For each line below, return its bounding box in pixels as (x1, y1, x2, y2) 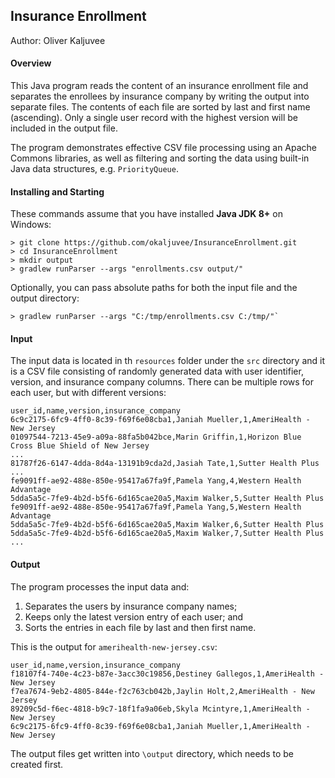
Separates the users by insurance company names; (24, 600, 238, 612)
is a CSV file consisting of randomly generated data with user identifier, (10, 365, 304, 378)
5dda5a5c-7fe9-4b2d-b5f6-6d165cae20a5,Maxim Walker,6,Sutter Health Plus (10, 520, 325, 530)
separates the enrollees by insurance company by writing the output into (10, 90, 310, 103)
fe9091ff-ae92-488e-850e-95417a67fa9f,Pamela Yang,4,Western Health (10, 476, 302, 486)
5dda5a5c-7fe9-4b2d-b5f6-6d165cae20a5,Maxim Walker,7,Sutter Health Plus (10, 529, 325, 539)
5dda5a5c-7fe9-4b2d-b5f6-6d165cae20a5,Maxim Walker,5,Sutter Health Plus (10, 494, 325, 504)
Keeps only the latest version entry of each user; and (24, 610, 244, 623)
